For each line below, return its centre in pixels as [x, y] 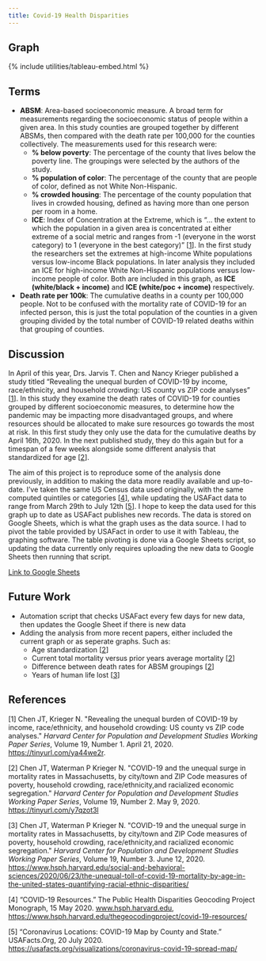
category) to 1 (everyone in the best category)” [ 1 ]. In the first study [141, 245]
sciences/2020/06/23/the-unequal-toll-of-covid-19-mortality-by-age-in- [127, 876]
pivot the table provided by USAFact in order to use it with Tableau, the [124, 532]
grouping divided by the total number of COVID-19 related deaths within [137, 321]
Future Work [40, 597]
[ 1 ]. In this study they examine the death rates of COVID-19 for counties [124, 399]
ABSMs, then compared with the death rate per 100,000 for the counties [137, 136]
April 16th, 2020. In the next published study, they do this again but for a [126, 441]
